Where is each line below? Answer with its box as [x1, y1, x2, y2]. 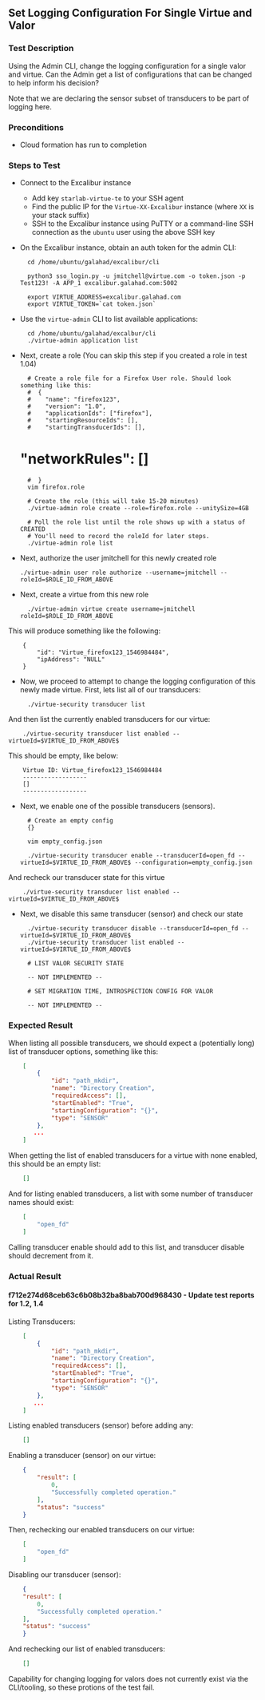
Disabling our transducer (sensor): [8, 1570, 121, 1579]
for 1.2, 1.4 [8, 1299, 44, 1309]
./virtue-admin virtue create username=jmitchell [27, 605, 196, 613]
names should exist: [8, 1198, 74, 1207]
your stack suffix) [31, 211, 90, 220]
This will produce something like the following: [8, 626, 161, 636]
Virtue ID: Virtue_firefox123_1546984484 [22, 767, 162, 775]
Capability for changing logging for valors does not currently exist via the [8, 1674, 249, 1684]
